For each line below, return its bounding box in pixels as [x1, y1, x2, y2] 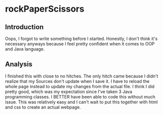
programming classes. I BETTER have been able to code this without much [5, 94, 156, 99]
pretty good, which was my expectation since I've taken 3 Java [5, 89, 133, 95]
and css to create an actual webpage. [5, 104, 81, 110]
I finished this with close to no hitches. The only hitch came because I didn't [5, 73, 158, 79]
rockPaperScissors [5, 3, 85, 15]
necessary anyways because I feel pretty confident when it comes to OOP [5, 41, 155, 47]
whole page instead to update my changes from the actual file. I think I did [5, 83, 155, 89]
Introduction [5, 23, 44, 31]
